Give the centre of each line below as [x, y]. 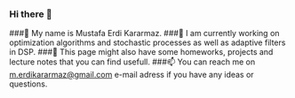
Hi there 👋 [31, 14]
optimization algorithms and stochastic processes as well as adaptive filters [147, 42]
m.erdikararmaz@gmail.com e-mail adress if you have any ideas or [132, 75]
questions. [28, 84]
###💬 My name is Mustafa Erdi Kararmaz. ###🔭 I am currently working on [144, 34]
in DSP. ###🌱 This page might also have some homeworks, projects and [141, 52]
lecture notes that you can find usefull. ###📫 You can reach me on [132, 62]
